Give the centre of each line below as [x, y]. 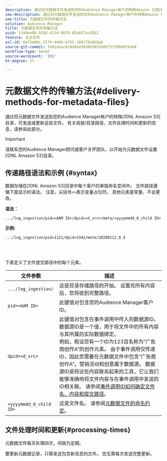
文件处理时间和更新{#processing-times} [68, 430]
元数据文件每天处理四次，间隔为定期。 [44, 443]
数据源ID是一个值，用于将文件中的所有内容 [109, 327]
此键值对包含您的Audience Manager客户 [106, 302]
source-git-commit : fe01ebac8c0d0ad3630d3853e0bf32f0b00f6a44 [71, 47]
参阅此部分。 [31, 129]
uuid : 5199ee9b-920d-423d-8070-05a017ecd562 [52, 33]
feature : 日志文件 [23, 38]
